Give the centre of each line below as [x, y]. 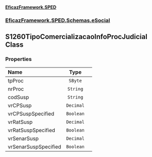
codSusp [18, 98]
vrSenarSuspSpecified [35, 147]
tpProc [16, 81]
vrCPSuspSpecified [31, 114]
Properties [18, 59]
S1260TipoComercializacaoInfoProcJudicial [77, 36]
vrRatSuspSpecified [31, 131]
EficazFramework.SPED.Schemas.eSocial [58, 20]
